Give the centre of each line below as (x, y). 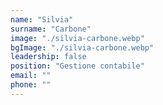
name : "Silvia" (42, 19)
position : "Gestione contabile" (77, 66)
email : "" (31, 76)
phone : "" (31, 85)
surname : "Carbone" (51, 29)
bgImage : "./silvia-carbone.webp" (82, 47)
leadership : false (48, 57)
